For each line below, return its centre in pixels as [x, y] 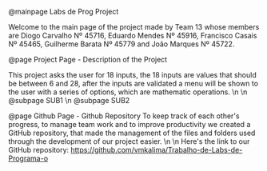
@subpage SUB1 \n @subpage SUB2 [69, 100]
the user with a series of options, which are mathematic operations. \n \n [128, 92]
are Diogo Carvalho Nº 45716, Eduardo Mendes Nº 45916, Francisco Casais [133, 36]
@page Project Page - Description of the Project [88, 60]
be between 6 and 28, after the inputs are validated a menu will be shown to [133, 84]
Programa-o [28, 158]
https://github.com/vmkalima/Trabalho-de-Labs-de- [157, 150]
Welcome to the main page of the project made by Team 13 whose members [134, 27]
